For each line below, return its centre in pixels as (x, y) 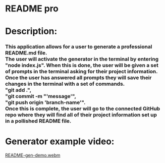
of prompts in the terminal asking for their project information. (81, 71)
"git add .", (18, 90)
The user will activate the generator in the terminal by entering (82, 59)
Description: (31, 31)
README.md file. (26, 53)
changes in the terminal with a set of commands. (65, 84)
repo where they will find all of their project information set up (81, 115)
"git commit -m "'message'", (41, 96)
